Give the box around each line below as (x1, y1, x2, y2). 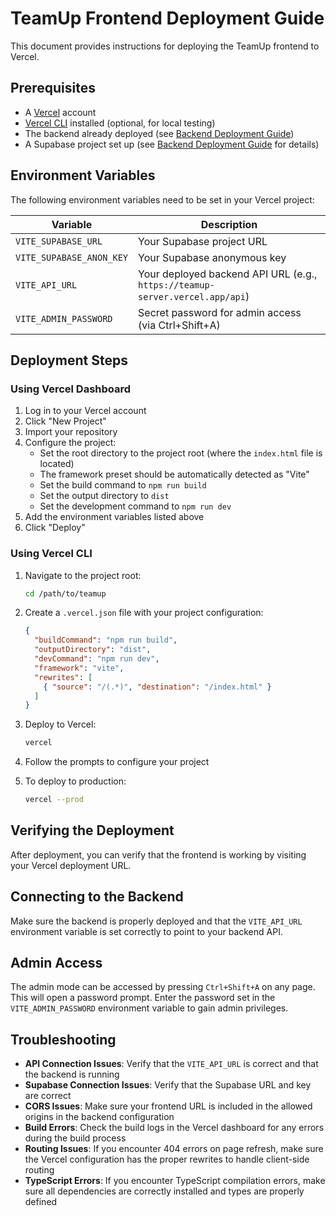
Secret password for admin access (138, 305, 302, 319)
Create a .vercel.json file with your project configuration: (24, 607, 264, 619)
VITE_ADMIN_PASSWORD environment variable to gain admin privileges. (10, 1002, 289, 1014)
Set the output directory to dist (39, 490, 170, 502)
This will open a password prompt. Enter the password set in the (10, 992, 276, 1004)
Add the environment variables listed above (24, 511, 205, 523)
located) (39, 458, 75, 470)
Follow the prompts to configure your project (24, 756, 210, 768)
